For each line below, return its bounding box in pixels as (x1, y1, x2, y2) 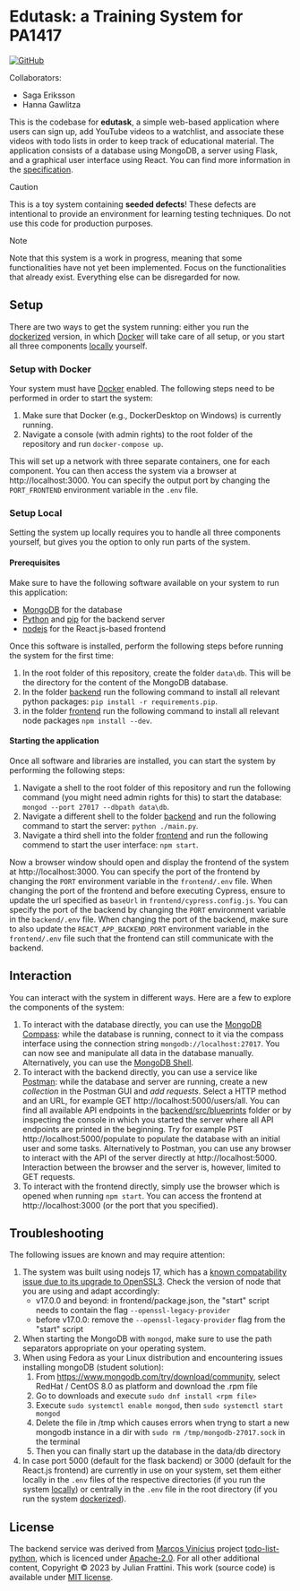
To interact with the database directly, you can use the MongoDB (21, 1019, 262, 1029)
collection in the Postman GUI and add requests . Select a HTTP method (21, 1086, 287, 1096)
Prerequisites (9, 557, 61, 568)
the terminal (35, 1436, 81, 1448)
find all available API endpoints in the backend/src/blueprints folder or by (21, 1105, 292, 1115)
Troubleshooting (9, 1225, 105, 1241)
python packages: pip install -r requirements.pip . (21, 696, 218, 707)
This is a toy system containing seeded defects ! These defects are (9, 199, 257, 210)
